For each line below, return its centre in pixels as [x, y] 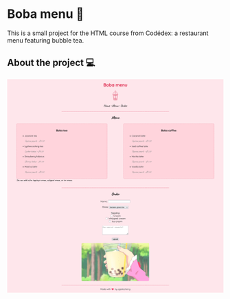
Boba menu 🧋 [46, 14]
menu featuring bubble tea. [46, 40]
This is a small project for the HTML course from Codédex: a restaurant [108, 33]
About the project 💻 [51, 63]
